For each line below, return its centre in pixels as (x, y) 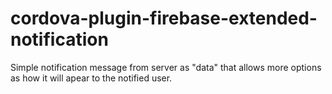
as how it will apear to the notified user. (91, 78)
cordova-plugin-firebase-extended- (164, 18)
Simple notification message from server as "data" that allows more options (166, 67)
